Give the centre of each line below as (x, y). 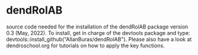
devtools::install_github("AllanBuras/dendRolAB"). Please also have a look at (99, 39)
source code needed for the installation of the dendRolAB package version (97, 27)
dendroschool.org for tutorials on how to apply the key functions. (85, 46)
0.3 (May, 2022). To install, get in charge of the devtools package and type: (98, 33)
